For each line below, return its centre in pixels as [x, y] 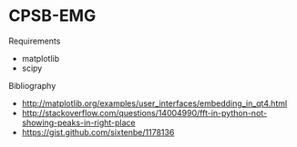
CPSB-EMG [52, 16]
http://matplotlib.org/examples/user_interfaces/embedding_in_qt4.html [154, 103]
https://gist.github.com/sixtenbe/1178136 [98, 132]
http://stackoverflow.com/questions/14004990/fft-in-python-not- [144, 113]
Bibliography [32, 85]
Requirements [35, 41]
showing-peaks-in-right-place [78, 122]
